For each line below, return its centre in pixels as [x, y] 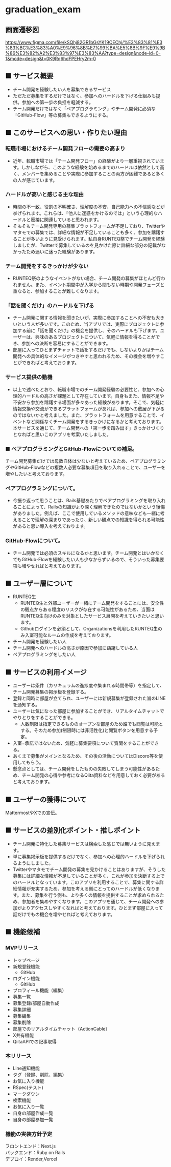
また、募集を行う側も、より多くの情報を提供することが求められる [90, 895]
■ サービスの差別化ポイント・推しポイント [73, 830]
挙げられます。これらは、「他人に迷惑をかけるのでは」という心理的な [85, 213]
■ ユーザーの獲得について [46, 799]
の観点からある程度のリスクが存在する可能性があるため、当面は [87, 609]
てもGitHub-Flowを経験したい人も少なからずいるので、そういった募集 [86, 559]
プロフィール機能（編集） [40, 990]
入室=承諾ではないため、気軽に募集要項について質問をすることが [81, 743]
